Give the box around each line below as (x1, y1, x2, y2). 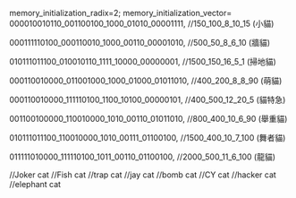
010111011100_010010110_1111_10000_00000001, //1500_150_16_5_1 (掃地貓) (9, 56, 277, 66)
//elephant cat (9, 179, 61, 189)
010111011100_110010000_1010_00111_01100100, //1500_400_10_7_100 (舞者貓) (9, 133, 286, 142)
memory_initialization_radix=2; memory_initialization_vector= (9, 8, 233, 18)
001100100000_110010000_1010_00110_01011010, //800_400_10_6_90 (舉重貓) (9, 114, 288, 124)
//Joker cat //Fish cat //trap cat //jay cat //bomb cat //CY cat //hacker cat (9, 169, 277, 180)
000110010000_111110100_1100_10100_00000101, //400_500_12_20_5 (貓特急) (9, 94, 286, 105)
